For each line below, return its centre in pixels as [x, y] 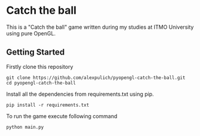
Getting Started [36, 52]
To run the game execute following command [62, 116]
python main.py [25, 127]
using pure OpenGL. [31, 33]
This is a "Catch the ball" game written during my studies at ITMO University [100, 27]
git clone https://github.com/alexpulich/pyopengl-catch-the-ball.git [96, 78]
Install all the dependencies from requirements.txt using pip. [80, 94]
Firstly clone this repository [40, 67]
